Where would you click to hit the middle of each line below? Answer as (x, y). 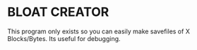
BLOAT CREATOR (58, 12)
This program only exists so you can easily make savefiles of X (99, 31)
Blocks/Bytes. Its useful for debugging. (64, 38)
